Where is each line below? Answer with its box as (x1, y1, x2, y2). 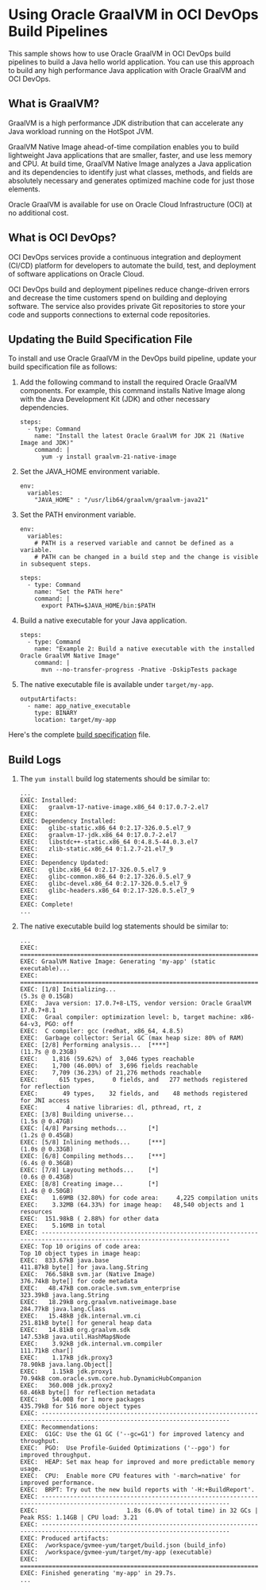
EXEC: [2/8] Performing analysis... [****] (19, 1041, 170, 1049)
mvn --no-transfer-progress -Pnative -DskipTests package (40, 666, 237, 674)
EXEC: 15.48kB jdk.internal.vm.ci (19, 1312, 141, 1320)
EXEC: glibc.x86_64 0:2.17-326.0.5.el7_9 (19, 866, 167, 874)
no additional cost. (8, 208, 69, 218)
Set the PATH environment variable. (19, 510, 137, 519)
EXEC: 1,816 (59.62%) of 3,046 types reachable (19, 1055, 195, 1063)
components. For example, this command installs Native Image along (19, 386, 245, 396)
